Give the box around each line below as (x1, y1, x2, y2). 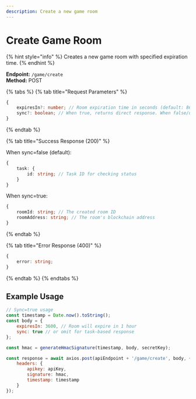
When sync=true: (6, 192, 48, 199)
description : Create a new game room (6, 8, 98, 15)
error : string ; (16, 258, 54, 265)
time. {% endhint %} (6, 59, 55, 66)
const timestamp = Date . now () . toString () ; (6, 313, 111, 318)
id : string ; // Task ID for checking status (27, 171, 137, 177)
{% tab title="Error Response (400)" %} (6, 242, 102, 249)
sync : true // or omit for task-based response (16, 328, 134, 335)
